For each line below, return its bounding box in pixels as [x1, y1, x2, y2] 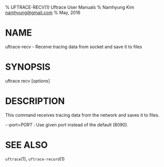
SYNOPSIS [5, 61, 51, 73]
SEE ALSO [5, 139, 48, 150]
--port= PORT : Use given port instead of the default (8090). [5, 121, 128, 127]
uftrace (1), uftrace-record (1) [5, 155, 65, 162]
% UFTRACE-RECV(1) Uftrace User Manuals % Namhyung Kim [5, 5, 134, 10]
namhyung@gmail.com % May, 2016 [5, 10, 81, 16]
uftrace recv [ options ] [5, 78, 50, 84]
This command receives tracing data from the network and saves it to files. [5, 112, 159, 118]
